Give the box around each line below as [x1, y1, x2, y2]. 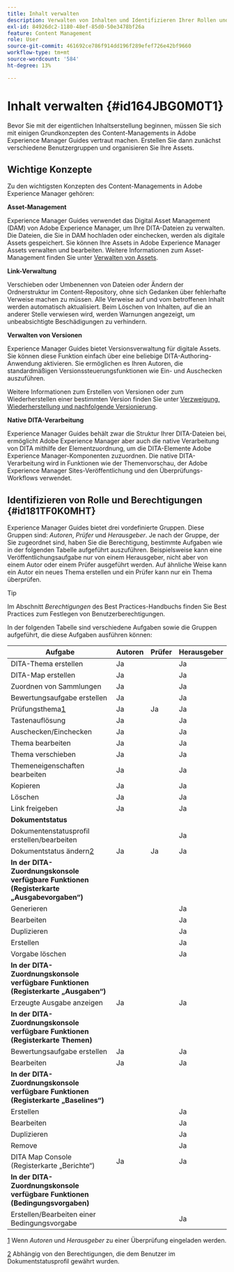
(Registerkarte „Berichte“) [10, 1161, 95, 1171]
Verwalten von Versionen [7, 331, 82, 339]
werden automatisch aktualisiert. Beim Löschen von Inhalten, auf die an [7, 302, 212, 311]
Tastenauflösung [10, 716, 66, 726]
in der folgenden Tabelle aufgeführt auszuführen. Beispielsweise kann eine [7, 546, 222, 554]
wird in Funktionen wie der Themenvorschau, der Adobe [46, 459, 208, 468]
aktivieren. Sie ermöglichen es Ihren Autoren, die [43, 360, 183, 368]
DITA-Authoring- [164, 352, 212, 360]
